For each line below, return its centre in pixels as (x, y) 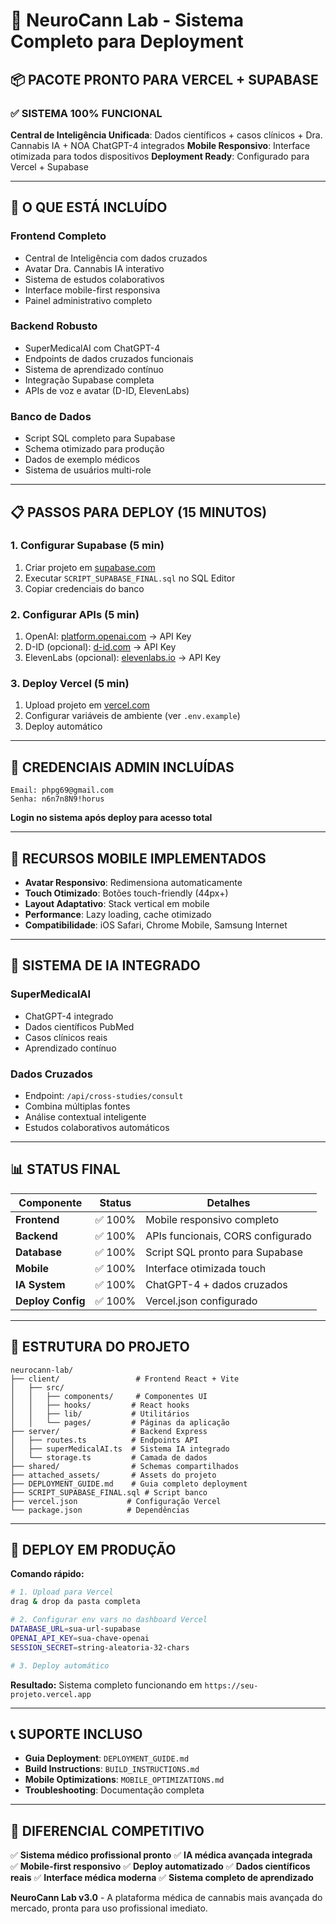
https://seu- (231, 1685)
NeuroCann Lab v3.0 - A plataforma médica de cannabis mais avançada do (166, 1898)
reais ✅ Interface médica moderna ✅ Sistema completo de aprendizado (162, 1878)
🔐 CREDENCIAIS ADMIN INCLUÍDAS (122, 767)
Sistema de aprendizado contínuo (94, 369)
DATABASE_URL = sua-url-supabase (75, 1629)
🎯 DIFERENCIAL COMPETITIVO (107, 1830)
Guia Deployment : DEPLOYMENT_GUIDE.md (107, 1758)
